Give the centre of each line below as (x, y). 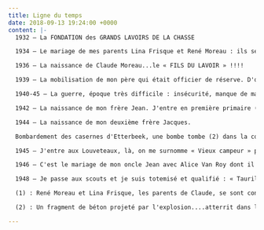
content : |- (27, 30)
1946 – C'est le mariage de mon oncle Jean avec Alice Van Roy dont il (135, 165)
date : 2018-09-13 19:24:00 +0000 (63, 23)
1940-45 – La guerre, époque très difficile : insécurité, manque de (131, 94)
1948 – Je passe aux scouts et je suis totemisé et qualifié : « (125, 179)
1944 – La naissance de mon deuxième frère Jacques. (103, 122)
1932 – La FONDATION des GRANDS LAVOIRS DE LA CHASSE (105, 37)
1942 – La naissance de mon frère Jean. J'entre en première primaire (133, 108)
